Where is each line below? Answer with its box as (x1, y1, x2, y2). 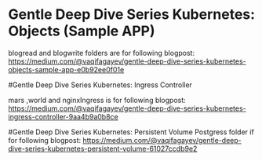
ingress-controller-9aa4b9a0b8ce (8, 112, 119, 121)
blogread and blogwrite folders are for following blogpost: (8, 48, 195, 57)
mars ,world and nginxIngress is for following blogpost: (8, 95, 186, 104)
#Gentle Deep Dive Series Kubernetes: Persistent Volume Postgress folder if (8, 127, 255, 137)
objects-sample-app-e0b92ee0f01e (8, 64, 125, 74)
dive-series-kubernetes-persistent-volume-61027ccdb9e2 (8, 144, 198, 153)
